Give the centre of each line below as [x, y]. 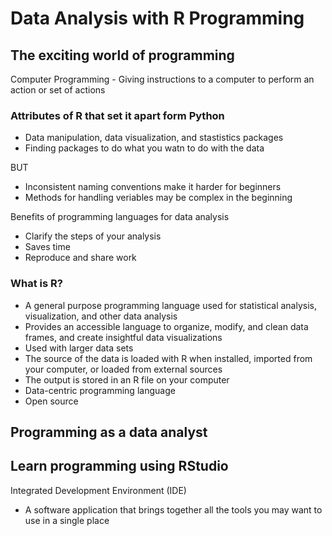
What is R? [36, 284]
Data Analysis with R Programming [157, 18]
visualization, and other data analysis [101, 316]
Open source [51, 401]
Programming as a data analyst [109, 432]
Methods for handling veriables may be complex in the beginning [158, 198]
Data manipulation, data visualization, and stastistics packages [154, 138]
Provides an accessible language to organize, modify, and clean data [166, 326]
